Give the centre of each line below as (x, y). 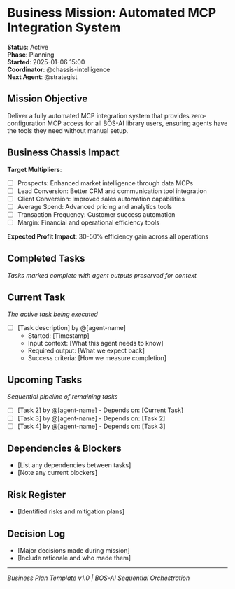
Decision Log (36, 533)
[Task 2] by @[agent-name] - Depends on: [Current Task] (100, 410)
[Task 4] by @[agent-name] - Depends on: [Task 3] (91, 426)
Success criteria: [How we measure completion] (97, 357)
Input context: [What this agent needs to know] (95, 343)
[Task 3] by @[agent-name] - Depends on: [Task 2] (91, 418)
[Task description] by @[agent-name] (71, 327)
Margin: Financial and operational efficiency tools (88, 222)
